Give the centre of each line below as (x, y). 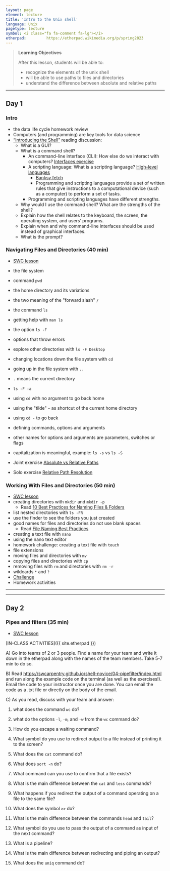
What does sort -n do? (37, 764)
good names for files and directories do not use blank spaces (77, 523)
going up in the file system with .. (48, 369)
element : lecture (24, 15)
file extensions (28, 550)
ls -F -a (22, 389)
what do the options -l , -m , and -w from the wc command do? (76, 719)
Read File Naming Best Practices (54, 529)
